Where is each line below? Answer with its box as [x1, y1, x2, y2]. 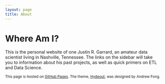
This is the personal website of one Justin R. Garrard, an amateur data [5, 49, 148, 55]
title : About [5, 12, 32, 17]
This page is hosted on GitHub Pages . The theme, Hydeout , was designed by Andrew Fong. [5, 74, 161, 79]
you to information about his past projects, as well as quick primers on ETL [5, 59, 157, 65]
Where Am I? [5, 33, 59, 44]
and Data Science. [5, 65, 43, 71]
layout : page [5, 7, 32, 12]
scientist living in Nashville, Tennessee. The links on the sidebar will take [5, 55, 153, 60]
